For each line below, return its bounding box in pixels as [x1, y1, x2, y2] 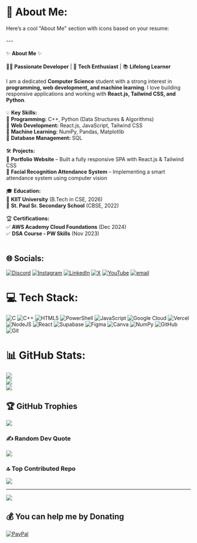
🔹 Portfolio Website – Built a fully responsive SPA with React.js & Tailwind [6, 155, 184, 162]
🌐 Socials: [6, 254, 45, 264]
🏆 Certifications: [6, 215, 50, 222]
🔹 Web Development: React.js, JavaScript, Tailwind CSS [6, 122, 142, 129]
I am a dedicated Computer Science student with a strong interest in [6, 78, 172, 85]
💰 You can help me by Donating [6, 512, 124, 522]
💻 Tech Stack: [6, 291, 79, 304]
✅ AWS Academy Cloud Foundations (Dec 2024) [6, 223, 127, 230]
